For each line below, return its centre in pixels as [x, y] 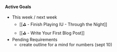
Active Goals [18, 7]
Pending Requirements [35, 40]
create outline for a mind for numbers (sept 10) [66, 45]
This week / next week [34, 17]
